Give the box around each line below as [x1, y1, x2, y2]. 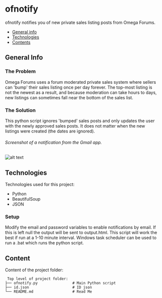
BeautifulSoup [12, 196, 41, 202]
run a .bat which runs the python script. [5, 240, 84, 246]
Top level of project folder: [7, 277, 68, 281]
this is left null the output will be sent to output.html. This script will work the [5, 230, 158, 236]
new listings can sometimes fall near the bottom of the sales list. [5, 94, 133, 100]
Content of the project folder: [5, 267, 64, 273]
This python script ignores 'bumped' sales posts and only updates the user [5, 118, 155, 124]
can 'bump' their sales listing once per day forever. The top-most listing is [5, 84, 153, 90]
